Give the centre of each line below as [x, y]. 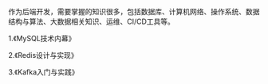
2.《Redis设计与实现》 [43, 55]
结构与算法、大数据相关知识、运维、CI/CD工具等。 [92, 21]
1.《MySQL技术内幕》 [42, 38]
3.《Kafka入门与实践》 [43, 72]
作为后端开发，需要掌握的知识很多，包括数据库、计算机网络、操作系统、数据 [134, 11]
